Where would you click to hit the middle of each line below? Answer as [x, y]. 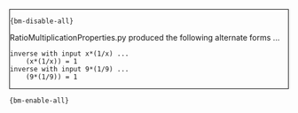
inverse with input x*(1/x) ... [70, 54]
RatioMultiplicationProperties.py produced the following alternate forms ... [145, 38]
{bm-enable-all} [39, 101]
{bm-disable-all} [42, 21]
